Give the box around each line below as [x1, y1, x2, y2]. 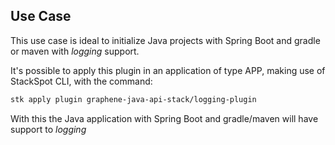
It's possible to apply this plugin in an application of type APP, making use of [10, 64, 326, 76]
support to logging [10, 123, 87, 135]
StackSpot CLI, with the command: [10, 75, 153, 87]
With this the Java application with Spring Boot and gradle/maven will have [10, 112, 319, 124]
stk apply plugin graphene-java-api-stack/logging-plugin [10, 94, 257, 104]
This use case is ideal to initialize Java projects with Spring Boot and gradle [10, 34, 321, 46]
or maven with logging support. [10, 45, 140, 57]
